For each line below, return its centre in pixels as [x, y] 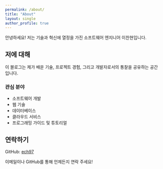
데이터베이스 [24, 111]
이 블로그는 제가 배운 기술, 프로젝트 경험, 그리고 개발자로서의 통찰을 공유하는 [77, 67]
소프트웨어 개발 [27, 98]
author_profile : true [27, 23]
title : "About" [20, 14]
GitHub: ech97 [19, 152]
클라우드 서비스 [27, 117]
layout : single [20, 19]
